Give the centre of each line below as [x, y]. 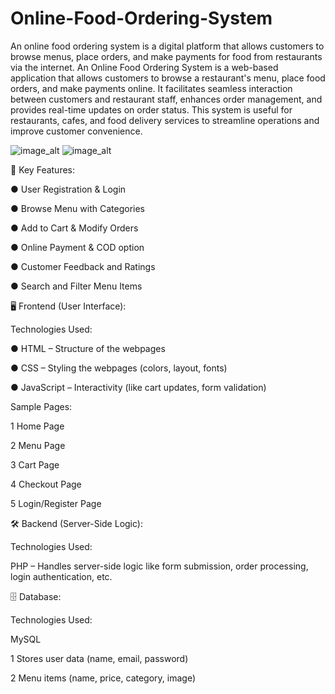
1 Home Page [37, 426]
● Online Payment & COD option [77, 247]
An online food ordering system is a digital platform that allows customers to [167, 46]
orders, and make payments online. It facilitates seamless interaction [151, 88]
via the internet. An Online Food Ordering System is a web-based [144, 67]
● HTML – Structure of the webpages [88, 348]
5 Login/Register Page [56, 503]
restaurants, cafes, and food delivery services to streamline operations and [165, 120]
